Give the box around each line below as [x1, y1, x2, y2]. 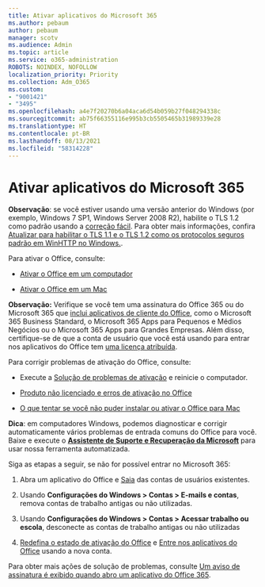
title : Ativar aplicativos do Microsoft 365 [8, 11, 157, 20]
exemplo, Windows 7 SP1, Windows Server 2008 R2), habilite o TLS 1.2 [8, 213, 240, 223]
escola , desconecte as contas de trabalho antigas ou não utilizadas [19, 523, 240, 532]
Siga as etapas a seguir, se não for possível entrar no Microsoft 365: [8, 459, 231, 469]
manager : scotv [8, 33, 59, 42]
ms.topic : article [8, 48, 69, 56]
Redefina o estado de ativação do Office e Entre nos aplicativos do [19, 538, 237, 547]
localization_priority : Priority [8, 71, 119, 79]
